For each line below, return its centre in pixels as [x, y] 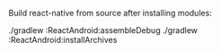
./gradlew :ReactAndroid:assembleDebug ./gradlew [103, 30]
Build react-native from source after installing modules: [110, 13]
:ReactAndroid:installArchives [63, 40]
